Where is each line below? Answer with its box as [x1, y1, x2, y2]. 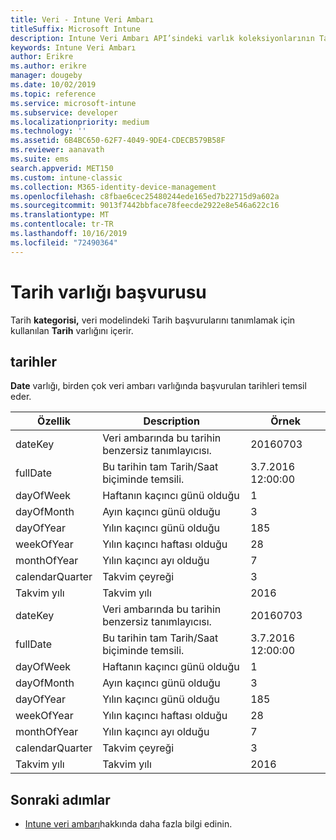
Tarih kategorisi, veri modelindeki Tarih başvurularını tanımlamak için [10, 314, 296, 326]
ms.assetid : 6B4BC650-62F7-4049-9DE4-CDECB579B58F [10, 136, 226, 146]
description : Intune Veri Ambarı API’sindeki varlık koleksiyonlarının [10, 33, 315, 43]
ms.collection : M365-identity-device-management [10, 182, 217, 192]
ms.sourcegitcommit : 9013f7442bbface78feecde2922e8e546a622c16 [10, 201, 280, 211]
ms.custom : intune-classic [10, 172, 123, 183]
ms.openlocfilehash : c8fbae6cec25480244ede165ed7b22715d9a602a [10, 191, 280, 201]
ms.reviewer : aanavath [10, 145, 105, 155]
